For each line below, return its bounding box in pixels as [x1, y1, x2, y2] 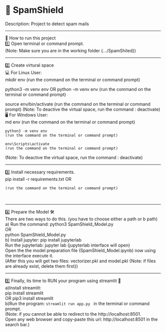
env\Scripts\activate [5, 141, 50, 146]
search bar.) [5, 321, 30, 328]
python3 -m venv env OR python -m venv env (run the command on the [5, 86, 151, 92]
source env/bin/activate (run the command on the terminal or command [5, 101, 151, 107]
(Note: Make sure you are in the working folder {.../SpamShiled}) [5, 47, 136, 53]
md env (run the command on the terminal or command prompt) [5, 119, 135, 125]
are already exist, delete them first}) [5, 263, 78, 269]
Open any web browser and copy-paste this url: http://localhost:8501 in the [5, 316, 158, 322]
